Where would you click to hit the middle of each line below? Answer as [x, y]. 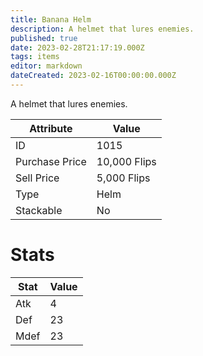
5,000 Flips [123, 178]
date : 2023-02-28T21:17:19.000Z [77, 47]
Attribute [51, 128]
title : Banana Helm [51, 19]
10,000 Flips [126, 161]
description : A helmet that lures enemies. [102, 29]
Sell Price [37, 178]
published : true [44, 38]
